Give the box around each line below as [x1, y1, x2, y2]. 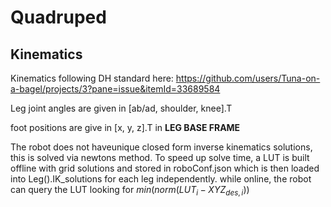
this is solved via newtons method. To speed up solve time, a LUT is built [10, 152, 310, 163]
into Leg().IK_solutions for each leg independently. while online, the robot [10, 173, 312, 185]
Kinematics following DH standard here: [10, 72, 174, 84]
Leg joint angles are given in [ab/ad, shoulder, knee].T [10, 102, 233, 114]
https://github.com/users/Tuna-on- [175, 72, 321, 84]
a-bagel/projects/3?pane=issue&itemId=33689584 [10, 83, 221, 95]
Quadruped [10, 6, 107, 29]
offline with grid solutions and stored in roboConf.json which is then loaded [10, 162, 320, 174]
